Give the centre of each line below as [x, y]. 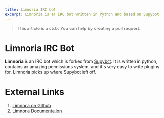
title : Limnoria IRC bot [30, 10]
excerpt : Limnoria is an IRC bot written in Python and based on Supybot [82, 14]
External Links [35, 92]
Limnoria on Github [31, 106]
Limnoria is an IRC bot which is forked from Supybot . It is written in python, [81, 61]
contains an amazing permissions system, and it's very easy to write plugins [82, 67]
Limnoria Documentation [37, 111]
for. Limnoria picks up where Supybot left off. [51, 72]
